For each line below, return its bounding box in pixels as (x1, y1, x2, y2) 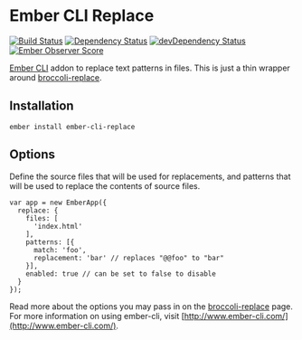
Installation (9, 99, 74, 114)
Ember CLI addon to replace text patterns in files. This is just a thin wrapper (9, 62, 291, 73)
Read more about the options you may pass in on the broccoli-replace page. (9, 300, 294, 312)
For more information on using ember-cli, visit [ (9, 310, 185, 321)
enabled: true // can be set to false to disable (25, 269, 217, 279)
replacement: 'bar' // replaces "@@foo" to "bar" (33, 253, 224, 262)
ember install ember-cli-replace (9, 122, 136, 131)
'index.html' (33, 222, 83, 231)
